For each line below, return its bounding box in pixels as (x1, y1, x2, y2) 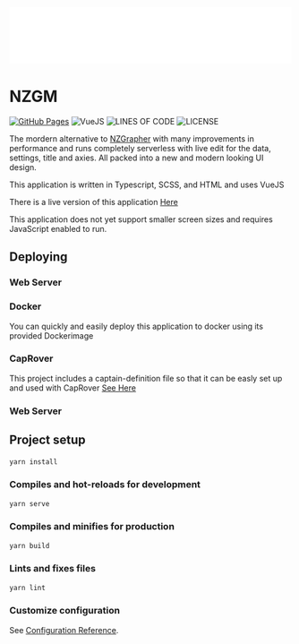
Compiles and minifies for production (9, 519, 175, 532)
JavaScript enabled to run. (9, 223, 107, 234)
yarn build (9, 542, 50, 551)
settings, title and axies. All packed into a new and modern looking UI (9, 152, 264, 163)
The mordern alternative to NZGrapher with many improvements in (9, 133, 255, 144)
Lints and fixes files (9, 562, 97, 575)
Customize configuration (9, 605, 121, 617)
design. (9, 161, 38, 172)
